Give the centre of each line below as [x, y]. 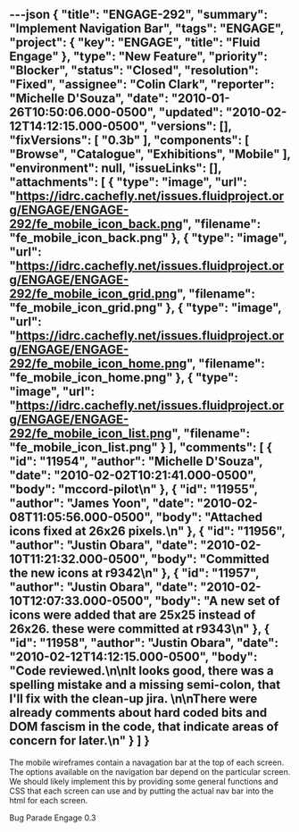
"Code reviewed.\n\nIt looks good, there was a [141, 671]
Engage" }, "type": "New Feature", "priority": [138, 57]
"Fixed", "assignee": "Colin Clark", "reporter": [142, 84]
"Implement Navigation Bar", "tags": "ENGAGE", [146, 29]
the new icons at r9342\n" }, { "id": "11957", [134, 573]
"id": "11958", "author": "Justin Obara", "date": [144, 643]
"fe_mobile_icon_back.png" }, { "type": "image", [148, 238]
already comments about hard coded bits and [138, 713]
